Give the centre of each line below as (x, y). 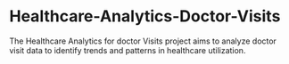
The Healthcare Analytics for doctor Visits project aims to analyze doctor (143, 41)
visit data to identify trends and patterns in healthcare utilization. (128, 50)
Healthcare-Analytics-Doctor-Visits (145, 16)
